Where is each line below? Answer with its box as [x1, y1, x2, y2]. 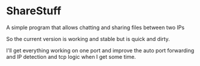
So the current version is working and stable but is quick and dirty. [6, 35, 170, 42]
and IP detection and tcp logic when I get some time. [6, 53, 137, 60]
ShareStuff [6, 4, 62, 18]
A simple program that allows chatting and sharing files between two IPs [6, 24, 184, 31]
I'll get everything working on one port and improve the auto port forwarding [6, 46, 195, 54]
